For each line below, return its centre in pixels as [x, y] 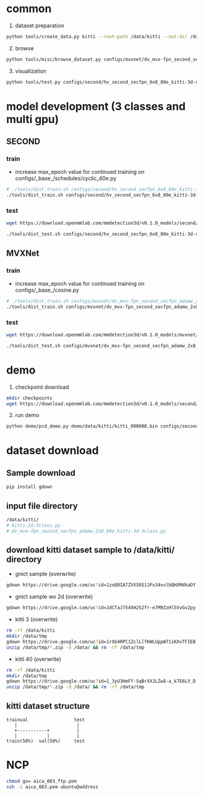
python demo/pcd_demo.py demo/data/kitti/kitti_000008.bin [82, 426]
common [29, 9]
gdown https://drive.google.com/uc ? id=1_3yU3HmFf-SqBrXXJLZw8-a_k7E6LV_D [101, 681]
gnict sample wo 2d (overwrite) [54, 597]
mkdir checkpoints [29, 398]
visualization [31, 71]
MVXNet [23, 253]
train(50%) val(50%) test [46, 741]
